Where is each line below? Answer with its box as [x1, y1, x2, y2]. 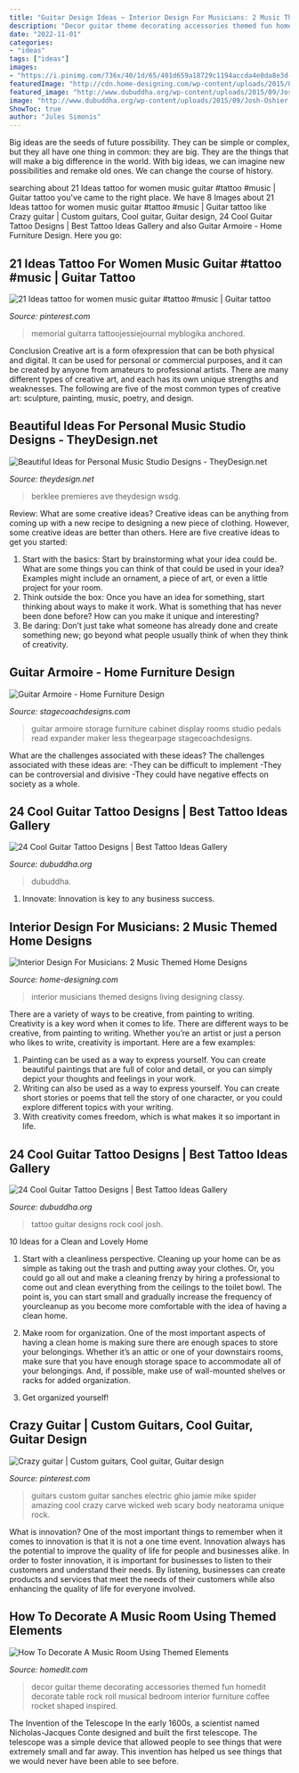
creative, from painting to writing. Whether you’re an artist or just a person [9, 1027, 282, 1039]
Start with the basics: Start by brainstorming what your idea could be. [21, 554, 278, 565]
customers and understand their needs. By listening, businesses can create [9, 1564, 287, 1575]
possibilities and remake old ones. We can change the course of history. [9, 166, 274, 177]
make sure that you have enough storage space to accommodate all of [21, 1357, 282, 1366]
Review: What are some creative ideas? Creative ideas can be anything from [9, 507, 289, 518]
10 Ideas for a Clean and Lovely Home [9, 1236, 149, 1247]
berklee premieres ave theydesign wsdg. [30, 491, 181, 501]
